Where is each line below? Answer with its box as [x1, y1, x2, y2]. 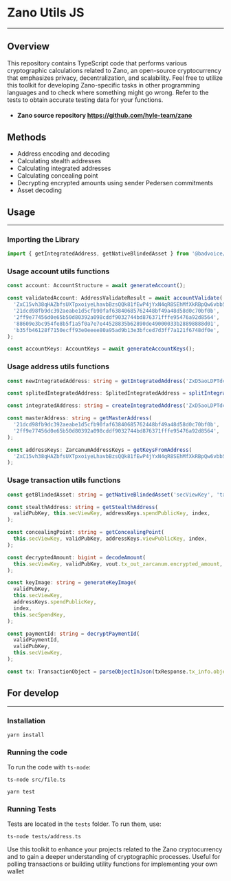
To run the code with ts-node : [7, 763, 91, 771]
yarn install [7, 732, 45, 738]
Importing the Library [7, 234, 80, 244]
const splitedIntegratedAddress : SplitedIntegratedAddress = [7, 390, 186, 397]
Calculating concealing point [16, 172, 98, 180]
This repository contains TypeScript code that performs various [7, 59, 188, 67]
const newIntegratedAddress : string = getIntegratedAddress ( [7, 377, 186, 384]
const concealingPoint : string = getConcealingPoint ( [7, 529, 165, 536]
